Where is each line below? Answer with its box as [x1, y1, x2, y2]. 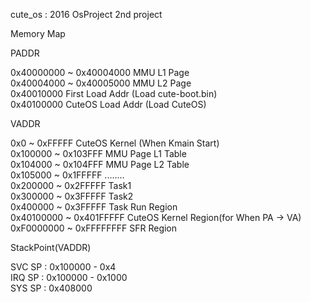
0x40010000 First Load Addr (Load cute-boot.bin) [10, 88, 218, 99]
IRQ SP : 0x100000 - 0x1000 [10, 272, 128, 283]
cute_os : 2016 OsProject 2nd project [10, 9, 163, 20]
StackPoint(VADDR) [10, 242, 92, 253]
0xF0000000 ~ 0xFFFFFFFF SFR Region [10, 222, 178, 234]
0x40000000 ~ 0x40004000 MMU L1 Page [10, 67, 190, 78]
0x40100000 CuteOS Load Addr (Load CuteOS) [10, 99, 207, 110]
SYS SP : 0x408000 [10, 282, 93, 294]
